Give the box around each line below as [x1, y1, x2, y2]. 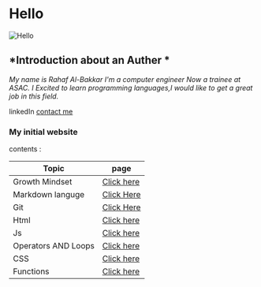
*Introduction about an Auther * [9, 54, 170, 67]
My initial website [9, 126, 78, 137]
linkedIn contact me [9, 106, 73, 116]
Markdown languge [13, 189, 85, 200]
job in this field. [9, 91, 59, 101]
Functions [13, 266, 50, 277]
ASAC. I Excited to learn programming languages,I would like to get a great [9, 83, 253, 92]
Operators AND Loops [13, 240, 95, 252]
